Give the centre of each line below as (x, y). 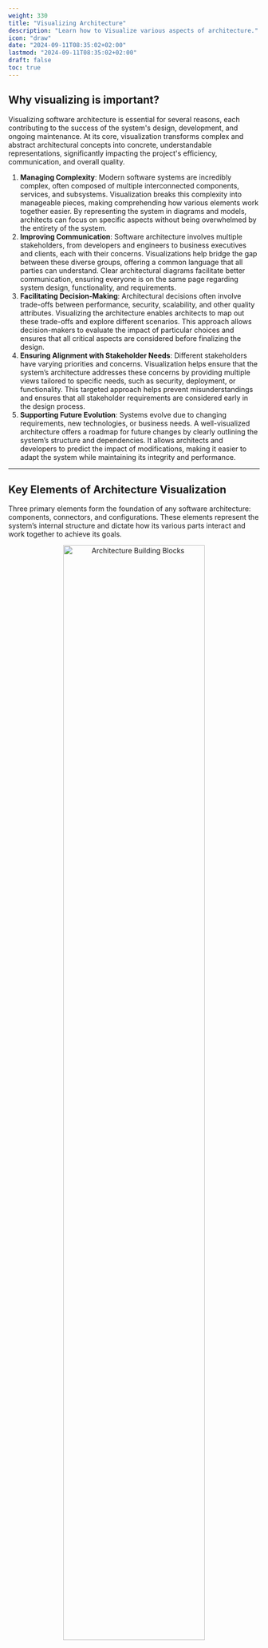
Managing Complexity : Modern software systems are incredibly (126, 177)
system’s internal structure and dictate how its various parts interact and (127, 526)
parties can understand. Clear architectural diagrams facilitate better (132, 270)
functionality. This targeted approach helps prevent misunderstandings (136, 389)
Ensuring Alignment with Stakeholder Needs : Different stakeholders (133, 355)
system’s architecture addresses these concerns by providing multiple (135, 372)
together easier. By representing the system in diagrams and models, (133, 211)
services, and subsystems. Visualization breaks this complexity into (130, 194)
